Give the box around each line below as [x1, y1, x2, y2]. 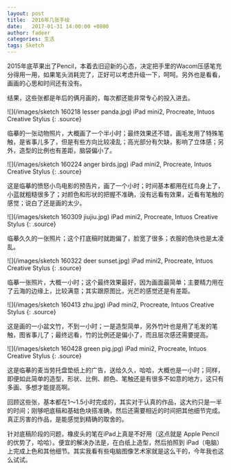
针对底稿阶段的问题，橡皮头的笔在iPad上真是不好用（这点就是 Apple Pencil [7, 430, 220, 438]
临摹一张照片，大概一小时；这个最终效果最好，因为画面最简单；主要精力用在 [7, 278, 224, 286]
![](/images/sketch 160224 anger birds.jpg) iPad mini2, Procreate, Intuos [7, 160, 212, 168]
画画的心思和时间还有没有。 [7, 79, 86, 87]
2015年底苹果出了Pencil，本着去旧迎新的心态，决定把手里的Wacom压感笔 [7, 62, 217, 70]
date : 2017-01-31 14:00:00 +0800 [7, 23, 109, 30]
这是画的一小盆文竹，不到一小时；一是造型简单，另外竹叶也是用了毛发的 [7, 322, 212, 330]
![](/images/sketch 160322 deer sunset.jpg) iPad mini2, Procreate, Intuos [7, 256, 213, 265]
